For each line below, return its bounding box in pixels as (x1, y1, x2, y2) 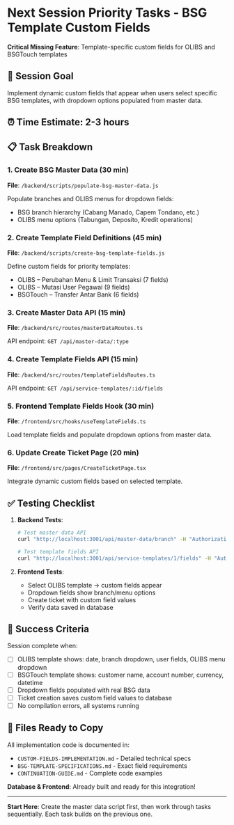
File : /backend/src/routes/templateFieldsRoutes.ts (7, 370, 155, 379)
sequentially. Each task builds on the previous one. (7, 810, 153, 818)
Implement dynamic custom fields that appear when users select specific (7, 88, 218, 97)
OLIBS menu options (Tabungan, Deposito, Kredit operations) (17, 215, 194, 223)
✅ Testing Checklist (7, 497, 95, 509)
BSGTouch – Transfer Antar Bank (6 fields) (17, 290, 139, 299)
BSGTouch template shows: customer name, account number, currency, (17, 670, 224, 679)
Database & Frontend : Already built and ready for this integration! (7, 782, 196, 791)
